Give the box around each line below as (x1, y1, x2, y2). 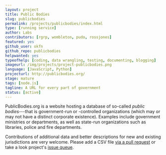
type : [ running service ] (5, 26, 56, 31)
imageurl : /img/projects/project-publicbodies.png (5, 62, 112, 67)
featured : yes (5, 39, 35, 44)
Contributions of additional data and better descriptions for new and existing (5, 134, 161, 140)
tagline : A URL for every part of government (5, 85, 101, 90)
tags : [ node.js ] (5, 80, 39, 85)
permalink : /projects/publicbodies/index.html (5, 21, 103, 26)
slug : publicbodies (5, 16, 46, 21)
